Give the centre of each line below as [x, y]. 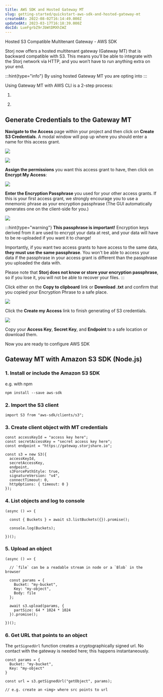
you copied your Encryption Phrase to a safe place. [57, 292]
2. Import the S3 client [32, 405]
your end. [15, 67]
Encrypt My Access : [26, 175]
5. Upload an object [29, 549]
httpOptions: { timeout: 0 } [39, 484]
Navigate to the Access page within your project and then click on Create [80, 131]
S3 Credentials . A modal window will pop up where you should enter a [76, 137]
